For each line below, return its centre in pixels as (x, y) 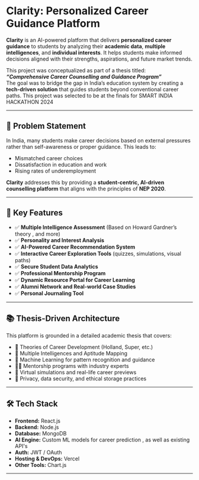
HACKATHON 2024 (30, 101)
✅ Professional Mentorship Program (60, 273)
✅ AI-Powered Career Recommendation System (75, 247)
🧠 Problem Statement (46, 126)
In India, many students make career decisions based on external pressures (98, 140)
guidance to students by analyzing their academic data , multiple (86, 46)
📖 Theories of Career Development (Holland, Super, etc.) (84, 347)
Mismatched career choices (49, 158)
